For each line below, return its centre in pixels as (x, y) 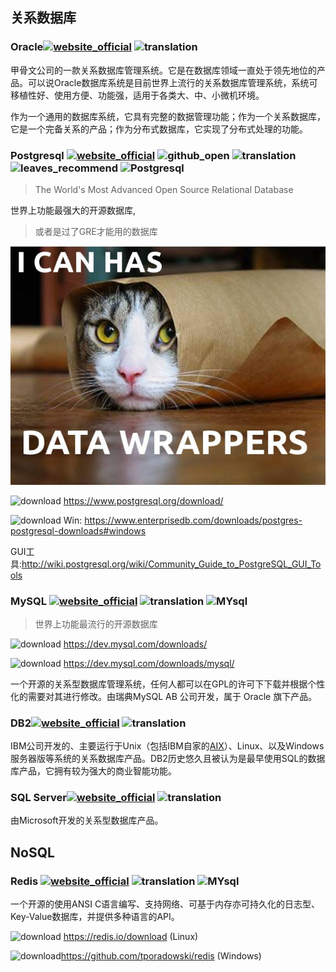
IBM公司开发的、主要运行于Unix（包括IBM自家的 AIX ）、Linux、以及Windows (167, 746)
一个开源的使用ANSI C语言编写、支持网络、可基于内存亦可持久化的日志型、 (165, 904)
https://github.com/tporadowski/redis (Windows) (161, 956)
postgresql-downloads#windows (78, 530)
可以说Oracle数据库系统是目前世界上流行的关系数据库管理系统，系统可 (172, 82)
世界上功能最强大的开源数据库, (73, 210)
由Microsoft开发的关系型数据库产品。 (87, 820)
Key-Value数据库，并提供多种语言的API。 (95, 917)
